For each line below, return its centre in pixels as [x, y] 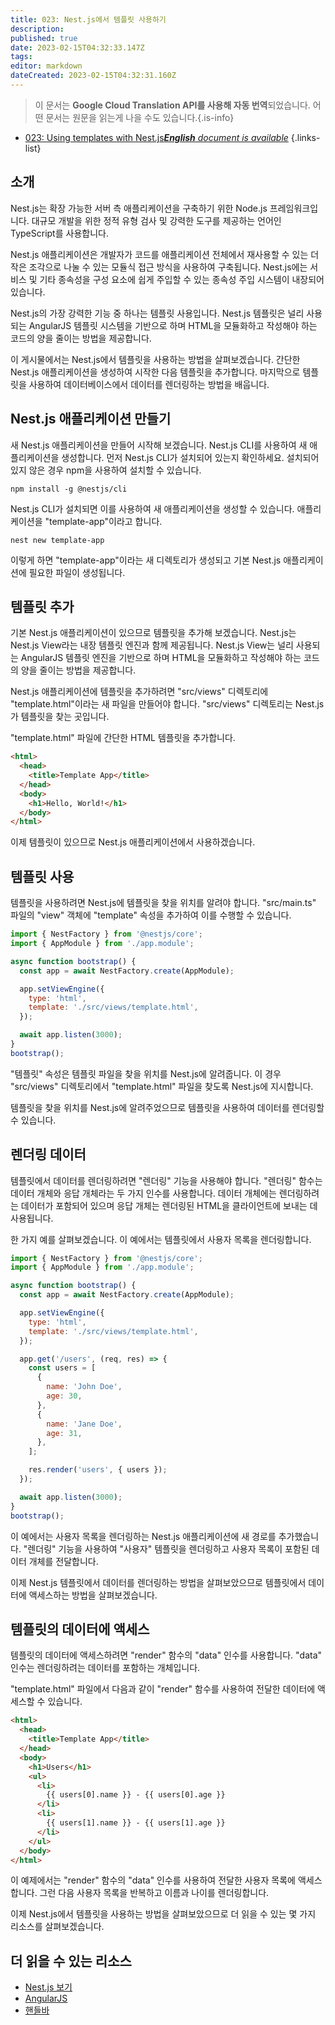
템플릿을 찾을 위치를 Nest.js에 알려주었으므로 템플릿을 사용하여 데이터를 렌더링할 [167, 1107]
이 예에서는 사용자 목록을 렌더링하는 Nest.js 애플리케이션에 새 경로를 [143, 1536]
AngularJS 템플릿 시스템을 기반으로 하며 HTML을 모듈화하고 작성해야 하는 [173, 325]
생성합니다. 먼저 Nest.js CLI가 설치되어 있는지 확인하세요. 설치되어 [190, 457]
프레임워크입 [294, 208]
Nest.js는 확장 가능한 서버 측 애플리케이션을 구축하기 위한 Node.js [139, 208]
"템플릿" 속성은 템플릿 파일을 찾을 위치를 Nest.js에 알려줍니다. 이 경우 [146, 1073]
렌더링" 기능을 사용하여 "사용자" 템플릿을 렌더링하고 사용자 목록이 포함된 [168, 1548]
